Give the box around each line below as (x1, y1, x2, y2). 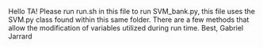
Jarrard (8, 31, 33, 41)
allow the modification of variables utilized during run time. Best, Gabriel (8, 23, 244, 32)
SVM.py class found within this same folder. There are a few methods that (8, 15, 250, 24)
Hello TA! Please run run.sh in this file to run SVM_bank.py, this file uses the (8, 7, 256, 16)
